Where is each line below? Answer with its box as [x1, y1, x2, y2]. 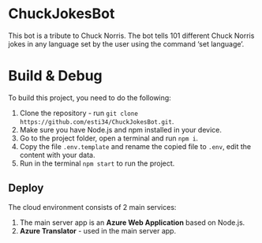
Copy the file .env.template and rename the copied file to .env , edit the [19, 141, 252, 151]
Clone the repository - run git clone [19, 108, 138, 118]
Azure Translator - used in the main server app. [19, 226, 176, 235]
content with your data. [19, 150, 95, 159]
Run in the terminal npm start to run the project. [19, 159, 175, 168]
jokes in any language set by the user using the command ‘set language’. [8, 39, 245, 48]
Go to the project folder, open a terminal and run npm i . [19, 133, 199, 143]
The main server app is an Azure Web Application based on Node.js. [19, 218, 245, 227]
